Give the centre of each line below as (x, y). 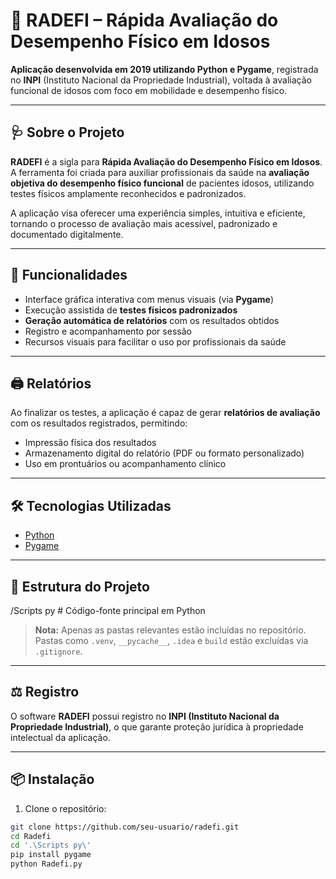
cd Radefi (31, 836)
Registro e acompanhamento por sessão (108, 331)
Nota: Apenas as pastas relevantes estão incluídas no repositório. (170, 630)
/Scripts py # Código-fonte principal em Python (108, 610)
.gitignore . (58, 651)
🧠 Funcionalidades (69, 275)
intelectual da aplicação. (60, 737)
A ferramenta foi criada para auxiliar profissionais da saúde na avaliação (160, 172)
